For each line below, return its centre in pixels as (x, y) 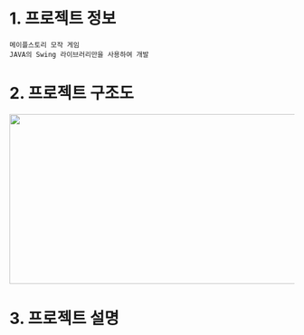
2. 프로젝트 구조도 (71, 94)
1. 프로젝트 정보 (63, 19)
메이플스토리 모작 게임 (44, 45)
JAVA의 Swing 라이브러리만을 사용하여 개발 (79, 54)
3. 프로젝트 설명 (64, 319)
